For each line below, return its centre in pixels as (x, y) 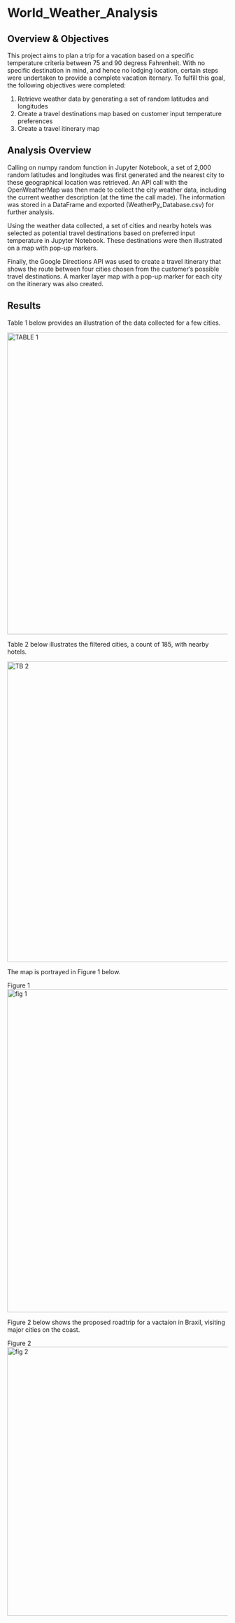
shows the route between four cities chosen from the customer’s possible (113, 269)
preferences (35, 121)
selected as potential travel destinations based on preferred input (101, 233)
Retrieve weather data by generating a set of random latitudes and (113, 99)
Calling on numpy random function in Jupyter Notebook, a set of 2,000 (109, 167)
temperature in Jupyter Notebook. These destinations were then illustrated (115, 240)
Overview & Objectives (58, 39)
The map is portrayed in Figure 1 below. (64, 971)
